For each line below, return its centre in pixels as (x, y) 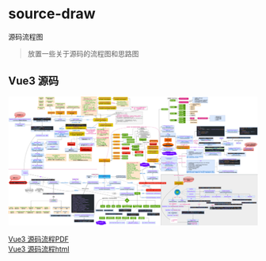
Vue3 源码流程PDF (38, 240)
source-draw (52, 14)
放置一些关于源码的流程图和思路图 (83, 53)
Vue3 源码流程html (39, 249)
